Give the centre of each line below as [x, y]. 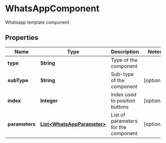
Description [125, 51]
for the [119, 127]
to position [123, 101]
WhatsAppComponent [52, 9]
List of [118, 115]
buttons [120, 107]
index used [124, 94]
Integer [49, 101]
